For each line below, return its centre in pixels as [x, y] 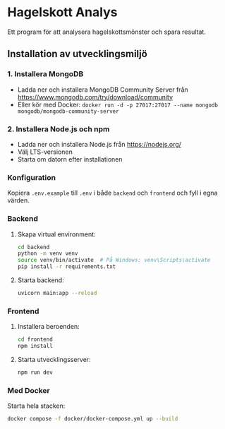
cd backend [34, 247]
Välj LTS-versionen [45, 152]
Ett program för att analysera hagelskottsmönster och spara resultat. [107, 32]
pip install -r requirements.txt [67, 267]
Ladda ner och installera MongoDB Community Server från [103, 90]
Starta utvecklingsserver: [54, 359]
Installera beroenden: [48, 327]
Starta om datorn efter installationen [70, 159]
